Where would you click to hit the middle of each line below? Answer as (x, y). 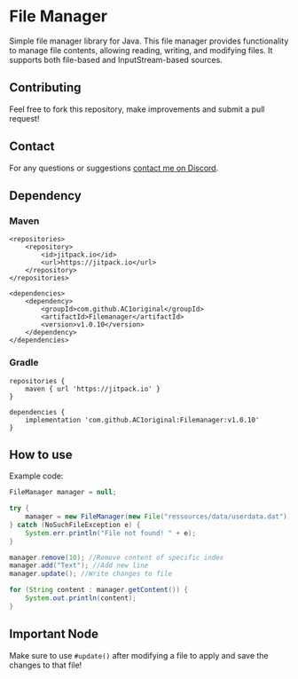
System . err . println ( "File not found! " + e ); (111, 533)
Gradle (24, 363)
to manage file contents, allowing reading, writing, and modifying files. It (141, 50)
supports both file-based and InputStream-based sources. (116, 59)
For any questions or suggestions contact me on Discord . (114, 168)
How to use (41, 454)
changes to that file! (46, 665)
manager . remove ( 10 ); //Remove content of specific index (117, 557)
